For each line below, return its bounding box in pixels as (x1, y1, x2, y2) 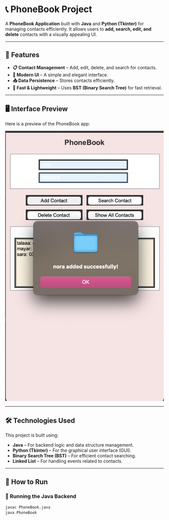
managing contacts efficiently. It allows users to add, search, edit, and (5, 26, 152, 32)
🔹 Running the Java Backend (5, 493, 76, 500)
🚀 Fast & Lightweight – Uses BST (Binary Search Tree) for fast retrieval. (12, 84, 162, 90)
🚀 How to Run (5, 478, 48, 486)
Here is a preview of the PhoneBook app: (5, 120, 91, 127)
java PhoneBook (5, 510, 37, 515)
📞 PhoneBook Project (5, 4, 93, 15)
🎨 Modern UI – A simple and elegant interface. (12, 72, 109, 78)
